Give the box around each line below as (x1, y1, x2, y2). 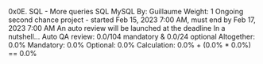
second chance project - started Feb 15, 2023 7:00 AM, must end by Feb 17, (8, 15, 256, 24)
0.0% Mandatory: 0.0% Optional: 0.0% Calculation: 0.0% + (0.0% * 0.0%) (8, 40, 252, 50)
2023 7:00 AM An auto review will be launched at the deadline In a (8, 24, 226, 32)
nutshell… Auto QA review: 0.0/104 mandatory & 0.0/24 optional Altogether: (8, 32, 256, 41)
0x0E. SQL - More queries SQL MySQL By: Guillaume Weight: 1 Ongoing (8, 7, 244, 16)
